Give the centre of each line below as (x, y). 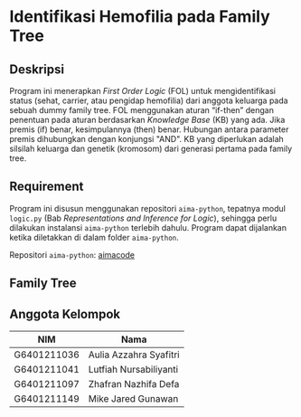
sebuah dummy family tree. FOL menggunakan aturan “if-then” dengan (141, 110)
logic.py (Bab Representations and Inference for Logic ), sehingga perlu (143, 218)
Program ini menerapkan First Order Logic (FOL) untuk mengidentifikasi (142, 91)
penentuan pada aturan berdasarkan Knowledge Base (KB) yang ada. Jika (147, 120)
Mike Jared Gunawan (133, 399)
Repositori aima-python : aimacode (72, 254)
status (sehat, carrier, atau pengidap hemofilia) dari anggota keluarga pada (149, 100)
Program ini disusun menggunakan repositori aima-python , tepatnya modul (148, 208)
